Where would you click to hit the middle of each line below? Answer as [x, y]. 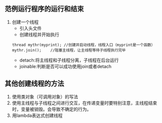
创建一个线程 [25, 22]
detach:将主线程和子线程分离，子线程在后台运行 [69, 60]
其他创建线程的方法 [34, 84]
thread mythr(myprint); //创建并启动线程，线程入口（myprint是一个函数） [83, 45]
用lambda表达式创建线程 [37, 115]
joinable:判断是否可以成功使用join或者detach [65, 66]
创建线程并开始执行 [39, 34]
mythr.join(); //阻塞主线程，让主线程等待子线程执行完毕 [69, 50]
